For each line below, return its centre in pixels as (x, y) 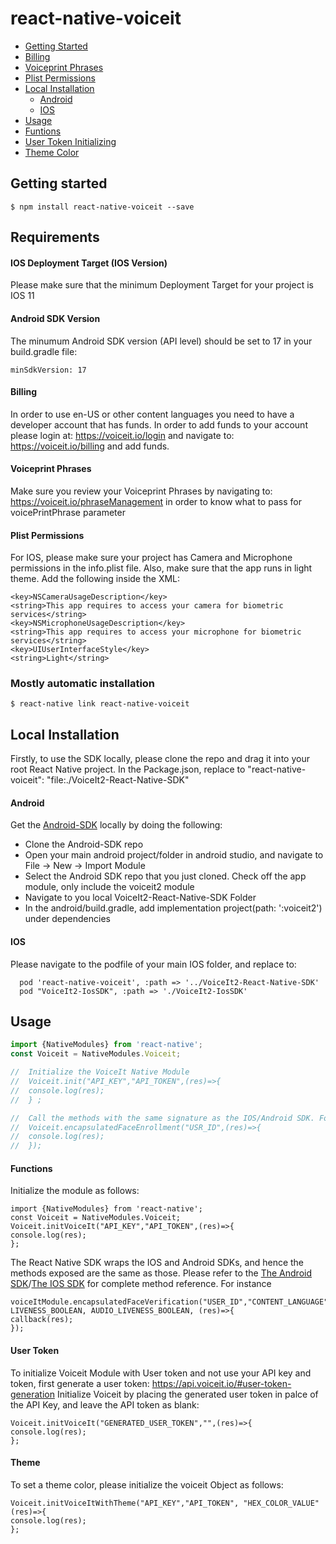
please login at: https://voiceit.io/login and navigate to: (122, 435)
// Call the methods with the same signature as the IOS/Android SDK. (162, 1118)
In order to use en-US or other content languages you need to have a (152, 414)
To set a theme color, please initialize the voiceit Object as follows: (147, 1484)
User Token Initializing (70, 141)
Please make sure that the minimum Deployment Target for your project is (162, 285)
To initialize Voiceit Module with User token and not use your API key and (161, 1373)
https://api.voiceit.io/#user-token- (221, 1383)
